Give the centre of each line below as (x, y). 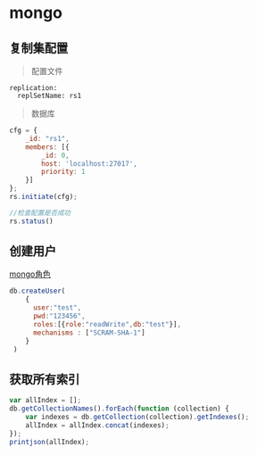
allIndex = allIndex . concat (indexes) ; (97, 425)
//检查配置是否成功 (40, 212)
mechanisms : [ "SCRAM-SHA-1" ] (89, 333)
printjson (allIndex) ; (50, 442)
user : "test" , (57, 308)
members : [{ (47, 147)
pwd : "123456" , (59, 316)
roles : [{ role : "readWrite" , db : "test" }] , (107, 324)
